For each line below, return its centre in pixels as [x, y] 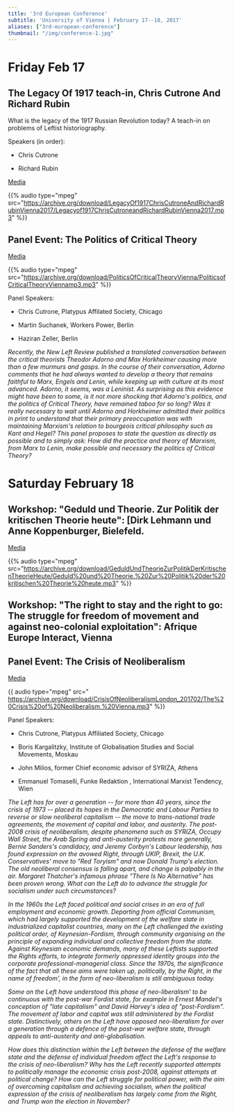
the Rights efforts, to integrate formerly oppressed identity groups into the [114, 956]
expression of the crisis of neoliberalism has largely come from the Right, [113, 1094]
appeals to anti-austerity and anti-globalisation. [77, 1036]
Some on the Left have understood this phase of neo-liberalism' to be [108, 992]
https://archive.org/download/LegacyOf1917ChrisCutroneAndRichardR [124, 203]
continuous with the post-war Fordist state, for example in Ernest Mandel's [115, 999]
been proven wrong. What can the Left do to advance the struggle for [108, 884]
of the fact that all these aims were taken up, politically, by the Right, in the [115, 971]
